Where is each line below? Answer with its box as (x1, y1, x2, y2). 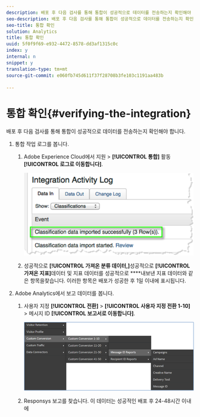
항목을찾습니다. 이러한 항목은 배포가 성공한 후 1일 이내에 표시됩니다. (30, 277, 186, 284)
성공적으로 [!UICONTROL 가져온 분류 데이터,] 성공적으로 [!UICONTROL (23, 262, 190, 269)
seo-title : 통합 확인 (6, 22, 55, 28)
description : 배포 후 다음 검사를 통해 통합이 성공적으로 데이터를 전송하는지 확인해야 (6, 10, 192, 15)
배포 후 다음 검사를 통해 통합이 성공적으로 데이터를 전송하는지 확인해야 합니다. (6, 128, 186, 135)
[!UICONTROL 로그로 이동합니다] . (23, 161, 103, 168)
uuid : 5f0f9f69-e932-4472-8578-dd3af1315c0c (6, 41, 118, 47)
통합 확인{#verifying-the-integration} (6, 107, 192, 120)
